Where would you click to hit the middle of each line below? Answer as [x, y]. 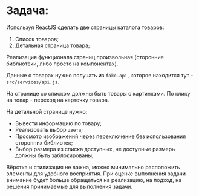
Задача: [28, 11]
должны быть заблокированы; [54, 155]
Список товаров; [37, 39]
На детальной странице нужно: [47, 111]
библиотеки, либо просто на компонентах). [62, 64]
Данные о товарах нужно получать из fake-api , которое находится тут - [100, 75]
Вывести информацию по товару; [58, 123]
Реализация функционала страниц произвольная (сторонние [85, 57]
